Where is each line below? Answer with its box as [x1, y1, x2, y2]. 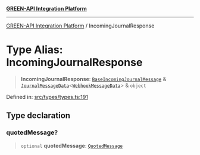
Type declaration [6, 110, 70, 121]
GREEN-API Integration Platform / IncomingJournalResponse [6, 22, 155, 29]
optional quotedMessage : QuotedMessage [20, 142, 123, 149]
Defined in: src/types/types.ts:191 [6, 93, 88, 100]
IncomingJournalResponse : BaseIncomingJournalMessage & [20, 75, 167, 82]
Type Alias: [6, 43, 64, 57]
